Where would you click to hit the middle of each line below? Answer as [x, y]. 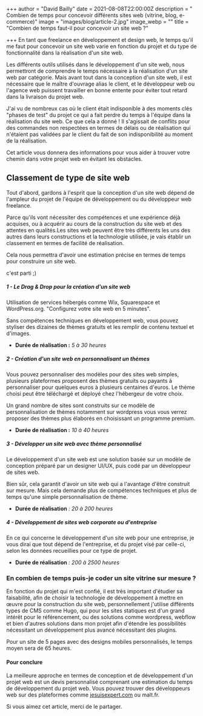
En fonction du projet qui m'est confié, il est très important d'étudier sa [95, 591]
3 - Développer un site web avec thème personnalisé [74, 444]
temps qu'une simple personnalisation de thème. [67, 496]
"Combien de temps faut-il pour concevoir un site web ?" [77, 28]
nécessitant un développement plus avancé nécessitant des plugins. [92, 630]
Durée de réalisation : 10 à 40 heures [62, 430]
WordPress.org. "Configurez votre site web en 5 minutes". [78, 308]
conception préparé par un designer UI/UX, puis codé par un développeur [98, 465]
